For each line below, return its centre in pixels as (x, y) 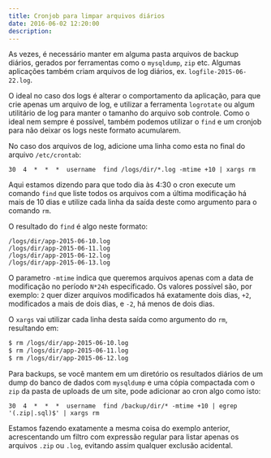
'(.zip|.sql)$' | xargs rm (54, 413)
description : (30, 31)
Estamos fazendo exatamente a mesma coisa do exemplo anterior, (119, 428)
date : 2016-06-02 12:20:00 (54, 24)
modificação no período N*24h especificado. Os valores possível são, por (130, 286)
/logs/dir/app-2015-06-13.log (60, 263)
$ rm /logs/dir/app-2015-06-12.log (69, 359)
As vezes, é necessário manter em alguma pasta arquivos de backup (124, 55)
